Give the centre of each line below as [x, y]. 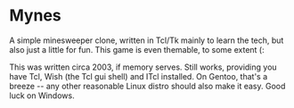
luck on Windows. [42, 96]
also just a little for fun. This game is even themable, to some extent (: [137, 49]
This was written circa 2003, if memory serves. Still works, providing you [143, 67]
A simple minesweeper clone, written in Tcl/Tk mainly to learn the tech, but [147, 40]
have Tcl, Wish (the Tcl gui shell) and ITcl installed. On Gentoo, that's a [139, 76]
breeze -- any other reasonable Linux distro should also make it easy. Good [147, 86]
